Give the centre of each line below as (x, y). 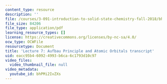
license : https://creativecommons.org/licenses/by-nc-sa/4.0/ (71, 38)
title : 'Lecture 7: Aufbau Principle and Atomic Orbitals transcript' (80, 51)
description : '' (22, 14)
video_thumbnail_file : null (39, 65)
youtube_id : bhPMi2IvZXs (35, 74)
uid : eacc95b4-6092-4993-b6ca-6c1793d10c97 (51, 56)
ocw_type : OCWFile (24, 42)
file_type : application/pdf (34, 28)
